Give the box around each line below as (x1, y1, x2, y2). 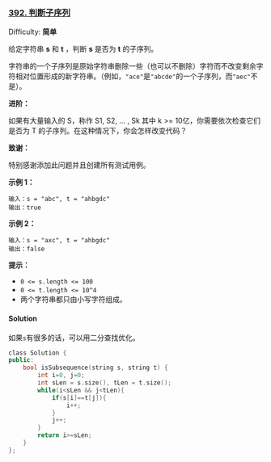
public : (8, 356, 35, 364)
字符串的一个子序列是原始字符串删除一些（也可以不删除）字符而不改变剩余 (8, 61, 256, 71)
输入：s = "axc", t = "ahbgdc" (8, 237, 111, 245)
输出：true (8, 204, 42, 212)
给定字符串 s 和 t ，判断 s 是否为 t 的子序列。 (8, 44, 159, 54)
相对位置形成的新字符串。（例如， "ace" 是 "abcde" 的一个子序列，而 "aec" (15, 71, 251, 82)
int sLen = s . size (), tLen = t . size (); (37, 379, 172, 387)
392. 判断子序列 (8, 6, 71, 18)
